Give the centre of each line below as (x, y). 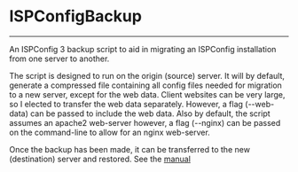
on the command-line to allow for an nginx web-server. (110, 132)
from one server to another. (59, 59)
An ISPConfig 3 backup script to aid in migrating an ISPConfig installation (143, 49)
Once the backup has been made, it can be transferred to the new (130, 149)
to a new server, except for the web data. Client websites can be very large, (147, 94)
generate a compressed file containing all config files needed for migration (145, 85)
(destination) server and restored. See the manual (100, 159)
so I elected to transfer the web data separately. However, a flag (126, 104)
